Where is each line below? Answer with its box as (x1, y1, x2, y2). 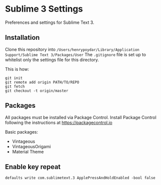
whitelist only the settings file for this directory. (5, 57, 99, 63)
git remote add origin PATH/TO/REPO (5, 80, 79, 84)
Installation (5, 34, 40, 42)
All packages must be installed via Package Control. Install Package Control (5, 114, 157, 120)
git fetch (5, 84, 25, 89)
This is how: (5, 66, 29, 72)
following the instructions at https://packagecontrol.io (5, 119, 113, 125)
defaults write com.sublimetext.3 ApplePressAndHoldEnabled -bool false (5, 176, 156, 181)
